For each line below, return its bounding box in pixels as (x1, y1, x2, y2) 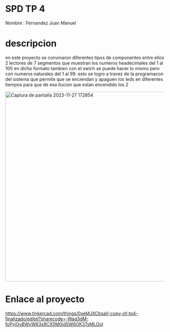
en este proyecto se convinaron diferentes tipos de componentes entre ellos (5, 54, 164, 61)
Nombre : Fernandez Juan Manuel (5, 20, 76, 26)
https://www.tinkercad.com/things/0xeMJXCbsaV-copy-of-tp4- (5, 310, 138, 316)
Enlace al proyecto (5, 293, 85, 305)
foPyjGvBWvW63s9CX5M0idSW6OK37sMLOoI (5, 321, 104, 327)
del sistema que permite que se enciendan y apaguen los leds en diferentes (5, 76, 163, 82)
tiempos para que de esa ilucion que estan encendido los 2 (5, 81, 129, 87)
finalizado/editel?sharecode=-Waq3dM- (5, 316, 89, 322)
